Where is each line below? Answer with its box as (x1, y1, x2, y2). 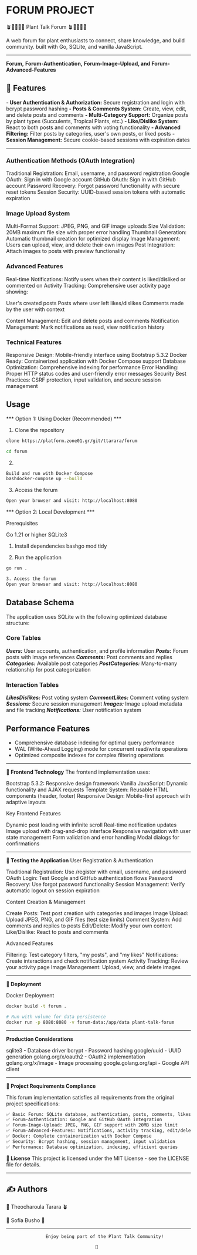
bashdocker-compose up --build (6, 476, 83, 482)
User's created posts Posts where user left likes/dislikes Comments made (6, 299, 184, 306)
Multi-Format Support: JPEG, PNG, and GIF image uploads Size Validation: (6, 222, 186, 230)
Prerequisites (6, 520, 38, 527)
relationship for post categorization (6, 666, 91, 673)
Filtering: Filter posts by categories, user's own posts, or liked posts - (6, 130, 175, 137)
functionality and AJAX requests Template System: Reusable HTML (6, 786, 169, 793)
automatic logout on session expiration (6, 887, 100, 894)
